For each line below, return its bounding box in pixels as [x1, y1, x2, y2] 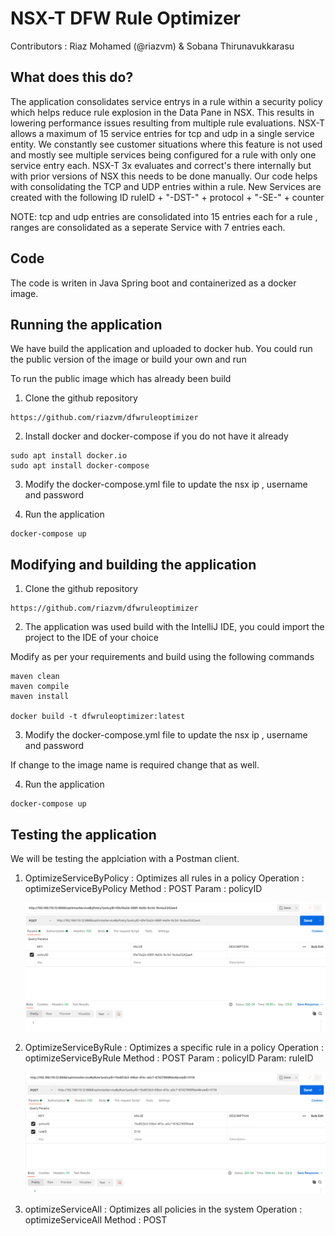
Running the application [10, 316, 163, 333]
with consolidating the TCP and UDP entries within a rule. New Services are [10, 180, 322, 192]
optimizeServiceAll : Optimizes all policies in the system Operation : [24, 1203, 303, 1216]
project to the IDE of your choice [24, 632, 160, 644]
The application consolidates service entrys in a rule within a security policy [10, 95, 323, 107]
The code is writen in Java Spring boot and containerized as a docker [10, 277, 297, 289]
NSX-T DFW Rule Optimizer [10, 7, 241, 30]
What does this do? [10, 69, 134, 86]
